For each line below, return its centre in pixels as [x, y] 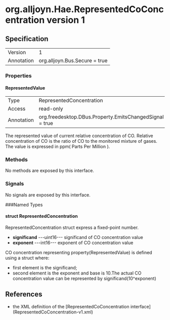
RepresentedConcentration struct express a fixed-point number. [72, 227]
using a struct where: [27, 258]
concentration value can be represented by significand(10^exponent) [84, 278]
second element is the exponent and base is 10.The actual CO [77, 273]
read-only [51, 109]
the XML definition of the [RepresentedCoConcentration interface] [81, 306]
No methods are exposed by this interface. [50, 171]
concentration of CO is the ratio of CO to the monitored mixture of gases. [81, 141]
